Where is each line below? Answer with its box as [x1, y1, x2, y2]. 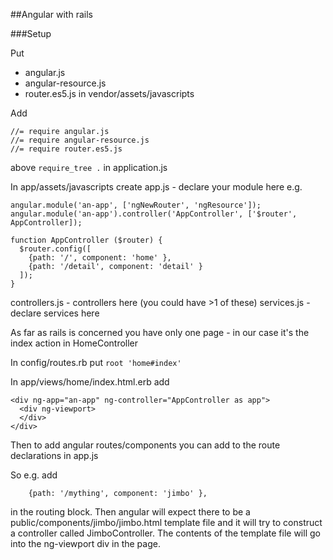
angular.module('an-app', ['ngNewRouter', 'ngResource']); [10, 200, 262, 210]
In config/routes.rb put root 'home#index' [10, 357, 182, 368]
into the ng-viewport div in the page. [10, 538, 161, 549]
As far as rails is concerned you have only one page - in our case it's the [10, 327, 310, 338]
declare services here [10, 307, 100, 319]
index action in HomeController [10, 337, 139, 349]
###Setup [10, 28, 52, 39]
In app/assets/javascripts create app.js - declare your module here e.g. [10, 181, 303, 193]
